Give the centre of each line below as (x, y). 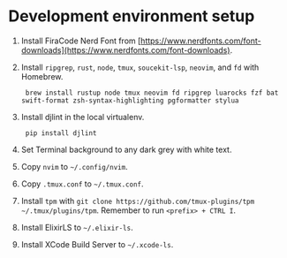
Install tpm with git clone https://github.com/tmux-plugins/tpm (138, 201)
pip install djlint (61, 133)
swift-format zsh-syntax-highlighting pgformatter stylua (130, 100)
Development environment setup (132, 16)
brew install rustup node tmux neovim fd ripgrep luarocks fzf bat (152, 93)
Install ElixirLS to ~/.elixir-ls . (77, 227)
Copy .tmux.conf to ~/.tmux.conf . (82, 184)
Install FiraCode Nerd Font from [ (81, 41)
